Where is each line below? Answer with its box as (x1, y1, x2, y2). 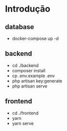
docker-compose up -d (12, 35, 59, 41)
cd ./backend (12, 62, 39, 68)
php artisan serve (12, 83, 48, 89)
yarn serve (12, 120, 34, 126)
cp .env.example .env (12, 73, 55, 79)
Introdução (5, 3, 50, 15)
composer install (12, 67, 46, 73)
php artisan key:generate (12, 78, 63, 83)
